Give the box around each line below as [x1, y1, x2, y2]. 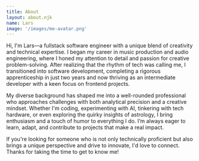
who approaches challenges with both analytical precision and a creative [6, 99, 187, 106]
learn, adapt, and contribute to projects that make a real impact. [6, 124, 164, 131]
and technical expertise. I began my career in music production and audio [6, 49, 189, 56]
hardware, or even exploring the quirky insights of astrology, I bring [6, 111, 173, 118]
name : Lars [6, 20, 34, 26]
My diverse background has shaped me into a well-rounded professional [6, 92, 186, 99]
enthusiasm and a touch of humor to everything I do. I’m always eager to [6, 118, 186, 125]
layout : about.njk [6, 14, 52, 20]
